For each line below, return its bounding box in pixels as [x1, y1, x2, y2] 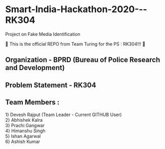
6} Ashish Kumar [5, 138, 40, 144]
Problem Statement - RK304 [5, 81, 96, 89]
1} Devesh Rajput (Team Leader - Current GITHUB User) [5, 111, 122, 118]
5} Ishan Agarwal [5, 133, 41, 139]
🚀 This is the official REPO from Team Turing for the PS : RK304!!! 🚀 [5, 41, 146, 47]
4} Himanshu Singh [5, 128, 46, 134]
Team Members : [5, 98, 60, 107]
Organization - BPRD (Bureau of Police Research [5, 56, 160, 64]
